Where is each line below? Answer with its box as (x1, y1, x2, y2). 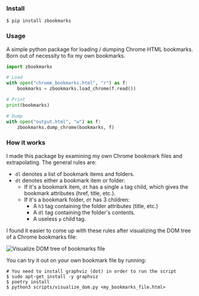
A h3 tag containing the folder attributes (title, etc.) (33, 202, 159, 209)
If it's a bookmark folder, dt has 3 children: (24, 196, 130, 203)
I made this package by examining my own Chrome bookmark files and (6, 152, 183, 159)
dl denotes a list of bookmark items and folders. (14, 170, 134, 177)
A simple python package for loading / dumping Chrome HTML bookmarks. (6, 45, 194, 52)
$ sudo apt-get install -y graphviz (6, 273, 98, 280)
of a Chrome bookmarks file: (6, 233, 77, 241)
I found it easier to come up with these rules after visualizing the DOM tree (6, 227, 191, 234)
